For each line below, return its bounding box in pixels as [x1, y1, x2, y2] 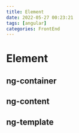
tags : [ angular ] [6, 20, 47, 26]
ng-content [6, 96, 50, 106]
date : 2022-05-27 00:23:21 [6, 15, 74, 21]
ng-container [6, 76, 57, 86]
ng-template [6, 117, 54, 127]
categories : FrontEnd [6, 25, 60, 32]
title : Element [6, 8, 44, 15]
